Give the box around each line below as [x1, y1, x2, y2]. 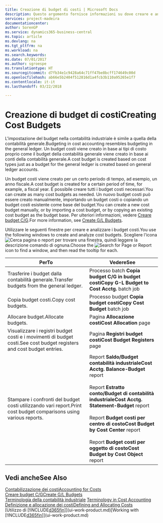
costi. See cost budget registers [7, 340, 79, 346]
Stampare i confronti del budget [7, 396, 80, 403]
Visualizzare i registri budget [7, 327, 73, 334]
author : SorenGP [5, 25, 38, 30]
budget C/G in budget [89, 273, 141, 280]
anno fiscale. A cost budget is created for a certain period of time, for [5, 181, 143, 187]
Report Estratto [89, 384, 125, 391]
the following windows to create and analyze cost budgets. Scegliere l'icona [5, 232, 158, 238]
